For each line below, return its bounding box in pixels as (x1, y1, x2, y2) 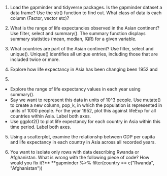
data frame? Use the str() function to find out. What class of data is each (10, 10, 162, 16)
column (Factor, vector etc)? (10, 15, 70, 21)
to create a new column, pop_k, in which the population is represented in (10, 102, 162, 108)
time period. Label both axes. (10, 124, 71, 130)
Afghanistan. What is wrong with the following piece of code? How (10, 155, 150, 160)
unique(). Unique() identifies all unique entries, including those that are (10, 51, 158, 57)
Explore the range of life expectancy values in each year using (10, 86, 141, 92)
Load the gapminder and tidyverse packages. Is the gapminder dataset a (10, 5, 162, 10)
